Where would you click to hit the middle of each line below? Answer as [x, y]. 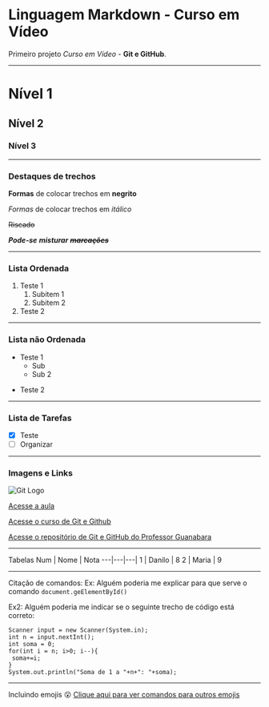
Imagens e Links [41, 473]
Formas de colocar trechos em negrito [73, 194]
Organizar [36, 444]
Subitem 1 [48, 295]
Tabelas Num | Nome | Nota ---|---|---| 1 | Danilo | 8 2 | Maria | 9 [115, 560]
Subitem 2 [49, 303]
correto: [21, 616]
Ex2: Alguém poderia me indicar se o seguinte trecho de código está [121, 607]
